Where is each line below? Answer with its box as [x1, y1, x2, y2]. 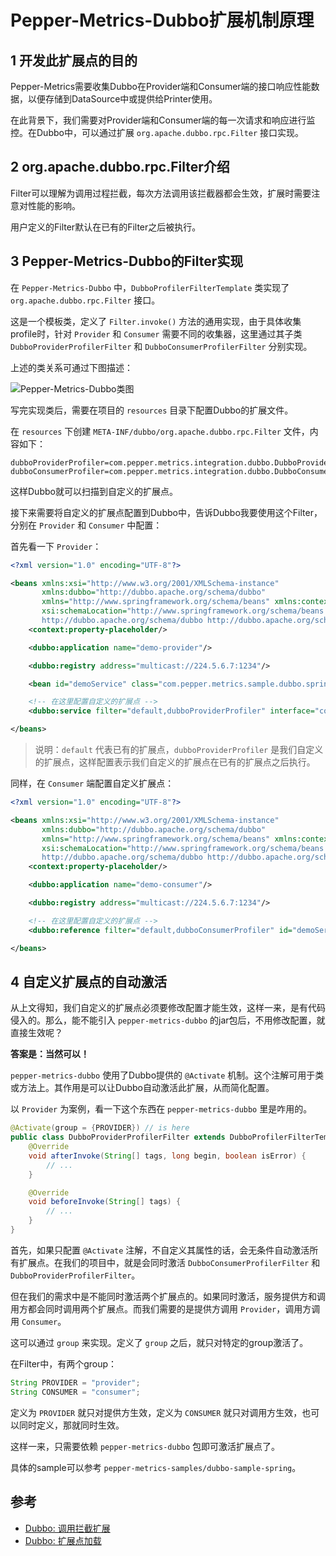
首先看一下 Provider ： [10, 540, 102, 552]
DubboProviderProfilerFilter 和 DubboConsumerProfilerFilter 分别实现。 [10, 340, 313, 352]
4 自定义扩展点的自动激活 [10, 973, 168, 990]
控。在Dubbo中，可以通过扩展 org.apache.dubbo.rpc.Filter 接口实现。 [10, 127, 305, 138]
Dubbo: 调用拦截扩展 [24, 1522, 111, 1534]
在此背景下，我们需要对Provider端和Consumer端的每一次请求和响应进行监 [10, 114, 316, 126]
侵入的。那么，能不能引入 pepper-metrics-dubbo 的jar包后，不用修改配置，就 [10, 1014, 326, 1026]
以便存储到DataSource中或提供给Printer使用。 [27, 93, 218, 105]
